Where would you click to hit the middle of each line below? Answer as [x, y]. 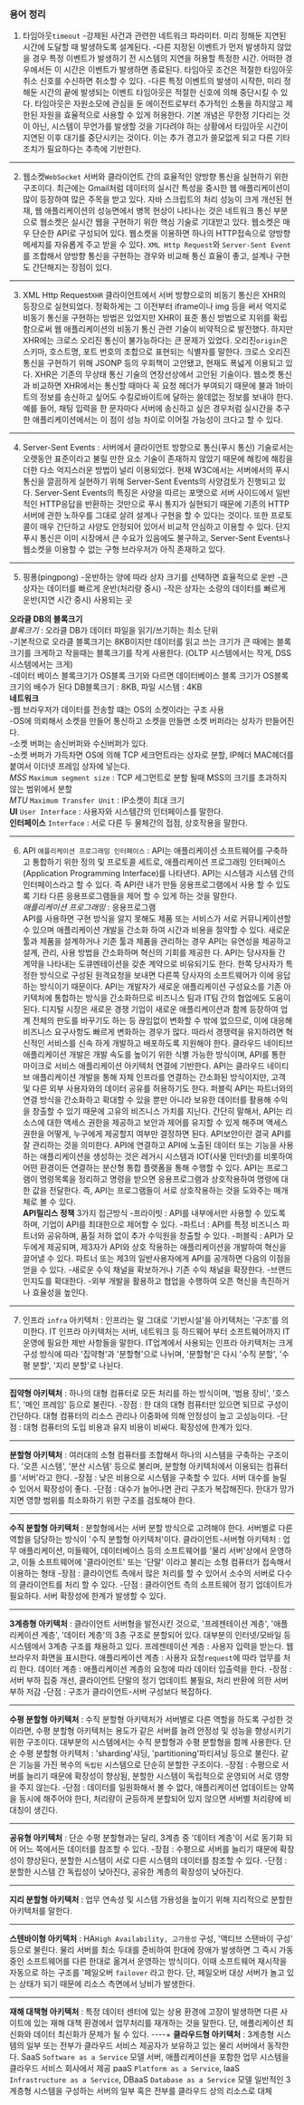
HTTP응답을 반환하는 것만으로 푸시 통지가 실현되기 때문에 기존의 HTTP [164, 504]
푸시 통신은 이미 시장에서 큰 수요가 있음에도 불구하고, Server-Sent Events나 [157, 538]
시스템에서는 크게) [42, 664]
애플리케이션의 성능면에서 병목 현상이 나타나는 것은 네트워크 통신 [157, 211]
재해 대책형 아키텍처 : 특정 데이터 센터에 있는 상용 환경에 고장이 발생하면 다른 [144, 2012]
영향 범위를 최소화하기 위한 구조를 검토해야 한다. [110, 1501]
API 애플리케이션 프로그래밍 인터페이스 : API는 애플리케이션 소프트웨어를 [143, 851]
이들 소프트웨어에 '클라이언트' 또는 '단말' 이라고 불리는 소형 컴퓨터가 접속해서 [157, 1562]
